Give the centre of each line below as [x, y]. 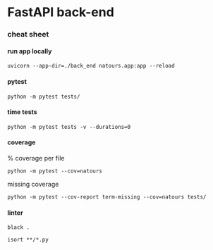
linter [15, 213]
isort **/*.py [28, 240]
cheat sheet [28, 35]
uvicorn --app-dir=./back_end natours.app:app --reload [91, 66]
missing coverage [33, 184]
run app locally [30, 51]
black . [19, 227]
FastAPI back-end [61, 12]
